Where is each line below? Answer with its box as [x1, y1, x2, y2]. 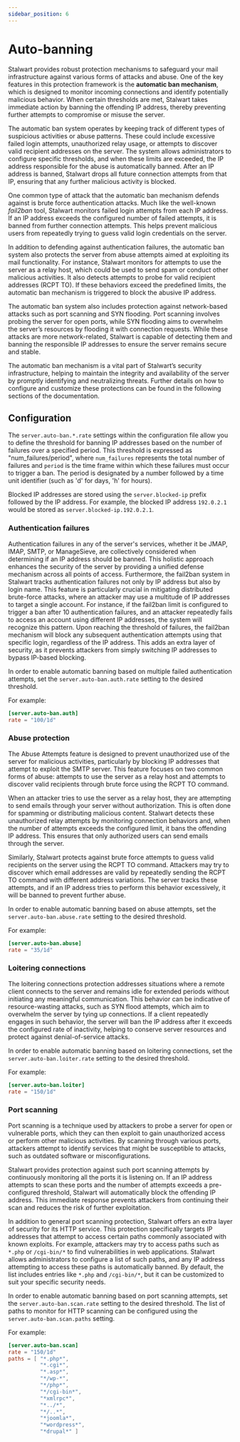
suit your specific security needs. [8, 1277, 106, 1286]
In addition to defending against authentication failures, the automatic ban [8, 242, 225, 251]
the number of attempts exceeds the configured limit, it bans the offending [8, 824, 227, 832]
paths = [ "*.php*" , [8, 1355, 70, 1362]
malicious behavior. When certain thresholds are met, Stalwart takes [8, 95, 209, 103]
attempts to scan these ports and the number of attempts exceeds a [8, 1180, 208, 1189]
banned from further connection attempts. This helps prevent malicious [8, 221, 218, 230]
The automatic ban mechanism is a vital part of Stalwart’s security [8, 361, 202, 369]
